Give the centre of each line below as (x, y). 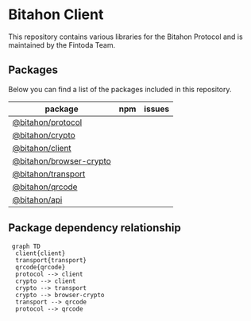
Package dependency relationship (95, 228)
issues (157, 109)
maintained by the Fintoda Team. (62, 44)
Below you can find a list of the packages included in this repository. (120, 89)
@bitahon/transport (49, 174)
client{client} (41, 253)
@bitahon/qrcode (45, 187)
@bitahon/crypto (44, 135)
